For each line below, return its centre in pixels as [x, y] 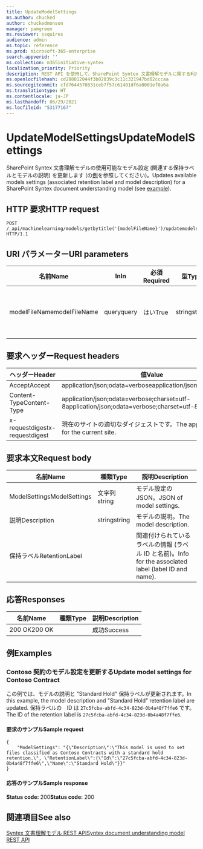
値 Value [152, 375]
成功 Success [111, 630]
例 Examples [29, 653]
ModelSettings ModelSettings [50, 496]
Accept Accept [30, 385]
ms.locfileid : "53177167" [39, 107]
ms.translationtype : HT [36, 91]
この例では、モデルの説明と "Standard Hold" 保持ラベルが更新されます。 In [99, 694]
